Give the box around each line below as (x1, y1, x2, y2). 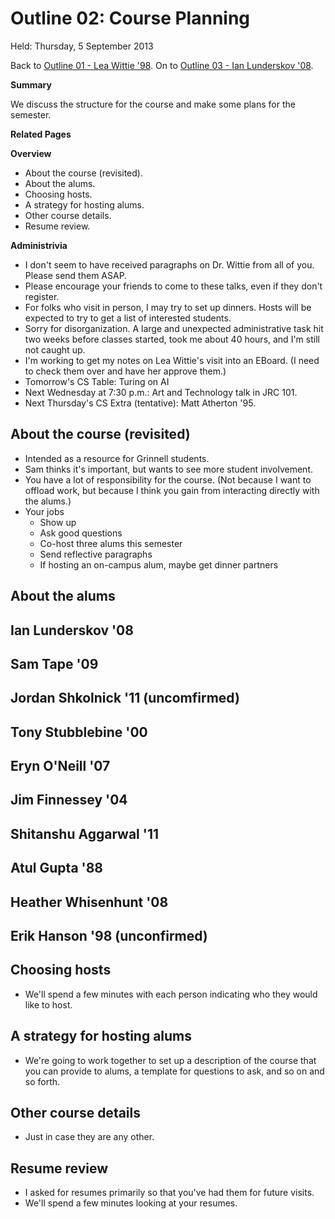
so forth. (24, 1075, 61, 1087)
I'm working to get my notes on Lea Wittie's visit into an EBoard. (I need (24, 354, 320, 366)
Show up (39, 516, 77, 528)
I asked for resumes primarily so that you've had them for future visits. (24, 1187, 315, 1199)
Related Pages (10, 128, 72, 140)
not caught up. (24, 343, 86, 356)
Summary (10, 78, 52, 91)
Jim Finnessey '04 (10, 792, 128, 809)
